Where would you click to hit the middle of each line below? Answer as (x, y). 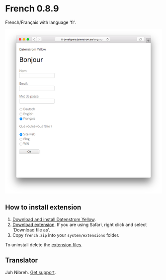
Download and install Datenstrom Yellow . (54, 219)
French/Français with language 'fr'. (41, 22)
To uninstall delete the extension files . (44, 245)
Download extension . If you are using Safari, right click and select (80, 224)
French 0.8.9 (32, 9)
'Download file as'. (31, 230)
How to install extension (43, 207)
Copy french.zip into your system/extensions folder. (66, 235)
